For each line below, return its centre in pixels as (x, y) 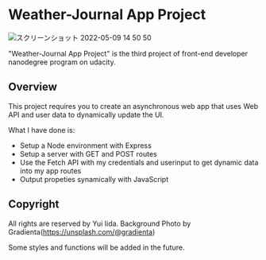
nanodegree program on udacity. (62, 62)
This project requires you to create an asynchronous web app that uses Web (133, 106)
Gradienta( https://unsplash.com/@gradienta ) (82, 231)
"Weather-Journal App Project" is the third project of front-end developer (128, 53)
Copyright (34, 204)
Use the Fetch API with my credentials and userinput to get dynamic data (139, 162)
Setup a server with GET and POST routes (88, 153)
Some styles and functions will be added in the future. (96, 247)
